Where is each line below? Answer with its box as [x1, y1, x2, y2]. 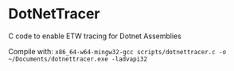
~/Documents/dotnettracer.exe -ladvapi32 [8, 55, 148, 63]
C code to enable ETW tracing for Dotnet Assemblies [8, 31, 181, 41]
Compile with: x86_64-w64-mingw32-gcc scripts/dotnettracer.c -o [8, 46, 227, 56]
